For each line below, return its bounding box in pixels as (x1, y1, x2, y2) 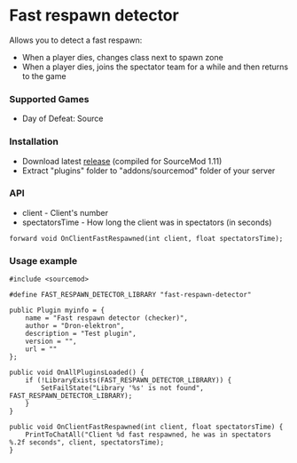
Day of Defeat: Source (21, 113, 104, 124)
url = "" (25, 345, 58, 354)
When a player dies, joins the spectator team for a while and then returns (21, 61, 289, 72)
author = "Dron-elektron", (25, 322, 125, 331)
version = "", (25, 337, 77, 347)
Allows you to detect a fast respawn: (9, 35, 143, 45)
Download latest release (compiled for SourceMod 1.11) (21, 156, 223, 166)
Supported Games (9, 92, 90, 105)
